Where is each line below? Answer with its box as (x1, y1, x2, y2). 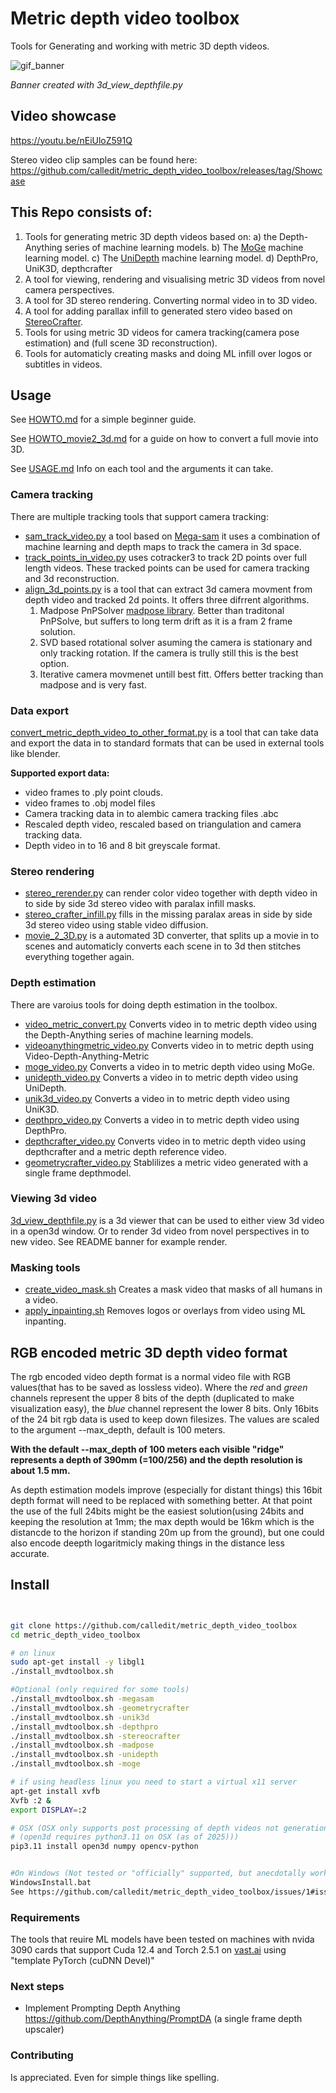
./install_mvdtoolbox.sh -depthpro (10, 1722, 159, 1732)
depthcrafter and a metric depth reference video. (24, 1145, 228, 1157)
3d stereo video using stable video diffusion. (24, 919, 209, 931)
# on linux (10, 1648, 56, 1658)
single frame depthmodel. (24, 1167, 132, 1179)
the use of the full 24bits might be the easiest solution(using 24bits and (10, 1505, 304, 1517)
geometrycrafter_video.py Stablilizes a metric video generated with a (24, 1156, 308, 1168)
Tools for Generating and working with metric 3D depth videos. (10, 40, 270, 52)
